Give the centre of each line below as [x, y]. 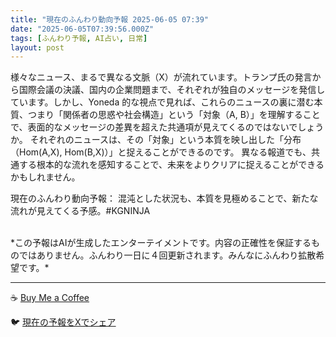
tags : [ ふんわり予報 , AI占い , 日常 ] [79, 38]
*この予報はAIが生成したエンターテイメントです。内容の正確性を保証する [161, 243]
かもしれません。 [45, 177]
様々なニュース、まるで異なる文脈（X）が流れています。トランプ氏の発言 [161, 77]
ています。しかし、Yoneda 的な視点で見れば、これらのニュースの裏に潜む [162, 102]
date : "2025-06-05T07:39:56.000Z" [82, 29]
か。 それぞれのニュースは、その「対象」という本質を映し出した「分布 [156, 140]
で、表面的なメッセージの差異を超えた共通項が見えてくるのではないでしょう [167, 127]
